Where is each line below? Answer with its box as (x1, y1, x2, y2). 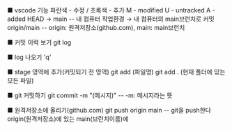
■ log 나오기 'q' (7, 53, 52, 61)
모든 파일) (7, 76, 34, 85)
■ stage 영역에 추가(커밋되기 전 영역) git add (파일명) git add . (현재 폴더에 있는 (7, 68, 226, 76)
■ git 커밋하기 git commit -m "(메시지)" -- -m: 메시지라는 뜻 (7, 91, 173, 99)
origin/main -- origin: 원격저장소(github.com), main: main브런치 (7, 24, 185, 31)
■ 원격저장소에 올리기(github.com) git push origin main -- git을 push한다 (7, 106, 211, 114)
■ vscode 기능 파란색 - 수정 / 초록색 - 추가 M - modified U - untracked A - (7, 6, 215, 14)
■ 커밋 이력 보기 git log (7, 38, 72, 47)
